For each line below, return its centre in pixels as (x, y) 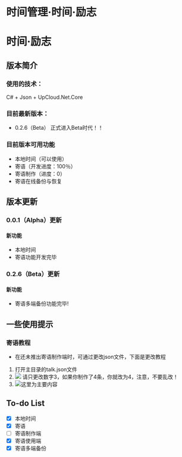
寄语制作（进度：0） (40, 174)
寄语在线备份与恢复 (38, 181)
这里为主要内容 (39, 384)
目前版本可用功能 (31, 145)
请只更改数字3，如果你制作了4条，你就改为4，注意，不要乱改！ (100, 377)
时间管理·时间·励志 (51, 12)
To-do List (26, 403)
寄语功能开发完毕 (36, 257)
